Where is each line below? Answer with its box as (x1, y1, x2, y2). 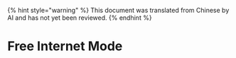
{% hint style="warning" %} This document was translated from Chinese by (7, 6, 230, 14)
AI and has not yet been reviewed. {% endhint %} (7, 13, 152, 22)
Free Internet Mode (7, 38, 123, 54)
